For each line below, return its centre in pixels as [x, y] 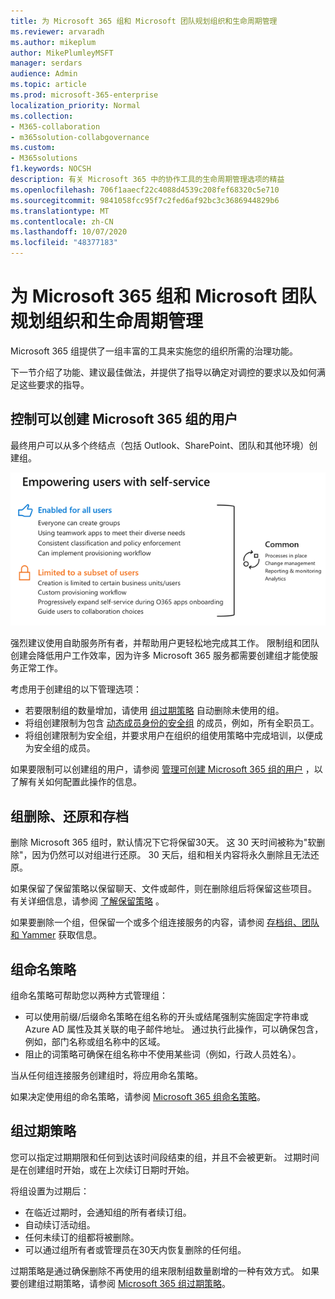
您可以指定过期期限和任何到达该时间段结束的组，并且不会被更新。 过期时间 [165, 1157]
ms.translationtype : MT [60, 211]
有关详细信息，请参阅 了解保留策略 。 [87, 901]
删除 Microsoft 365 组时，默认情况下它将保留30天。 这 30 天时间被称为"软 [163, 842]
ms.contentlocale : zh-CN [62, 221]
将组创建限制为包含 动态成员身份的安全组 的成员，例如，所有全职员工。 [172, 723]
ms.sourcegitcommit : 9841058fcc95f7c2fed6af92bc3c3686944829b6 [145, 200]
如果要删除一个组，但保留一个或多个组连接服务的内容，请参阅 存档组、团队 [165, 922]
